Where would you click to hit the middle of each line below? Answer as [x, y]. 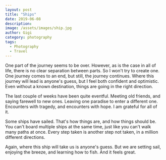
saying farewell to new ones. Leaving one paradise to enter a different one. [82, 101]
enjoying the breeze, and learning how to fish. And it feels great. [71, 152]
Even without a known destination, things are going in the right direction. [79, 86]
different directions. [25, 137]
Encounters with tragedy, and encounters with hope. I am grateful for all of [81, 107]
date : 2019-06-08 [23, 19]
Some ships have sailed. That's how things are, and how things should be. [81, 121]
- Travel [19, 51]
